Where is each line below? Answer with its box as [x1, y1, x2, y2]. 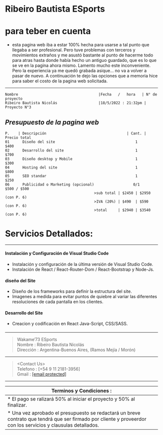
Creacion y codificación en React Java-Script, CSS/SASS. [12, 321, 128, 327]
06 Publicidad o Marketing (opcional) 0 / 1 [5, 182, 140, 187]
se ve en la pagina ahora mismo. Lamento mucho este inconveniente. [12, 62, 151, 69]
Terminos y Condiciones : [51, 387, 112, 394]
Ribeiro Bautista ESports [5, 3, 105, 15]
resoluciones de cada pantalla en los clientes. [12, 299, 103, 305]
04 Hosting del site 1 [5, 165, 138, 170]
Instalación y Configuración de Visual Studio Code [5, 250, 109, 256]
